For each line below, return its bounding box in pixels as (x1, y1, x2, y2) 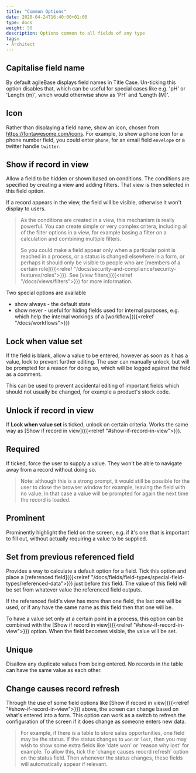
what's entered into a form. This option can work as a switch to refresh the (6, 712, 186, 718)
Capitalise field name (6, 63, 85, 73)
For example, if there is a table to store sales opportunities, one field (20, 730, 185, 736)
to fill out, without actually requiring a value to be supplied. (6, 535, 147, 542)
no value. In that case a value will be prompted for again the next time (20, 490, 189, 497)
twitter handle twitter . (6, 142, 61, 150)
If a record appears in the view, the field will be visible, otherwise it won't (6, 199, 182, 206)
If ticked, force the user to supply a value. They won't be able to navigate (6, 459, 183, 467)
